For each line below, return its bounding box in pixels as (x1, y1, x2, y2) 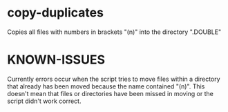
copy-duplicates (7, 5, 104, 21)
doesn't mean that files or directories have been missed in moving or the (7, 89, 214, 97)
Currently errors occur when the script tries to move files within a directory (7, 75, 220, 83)
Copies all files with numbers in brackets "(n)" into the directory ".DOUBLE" (7, 28, 222, 36)
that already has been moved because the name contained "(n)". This (7, 82, 205, 91)
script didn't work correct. (7, 97, 82, 105)
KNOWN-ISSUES (7, 52, 106, 68)
